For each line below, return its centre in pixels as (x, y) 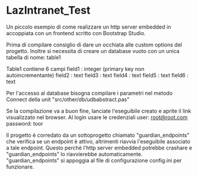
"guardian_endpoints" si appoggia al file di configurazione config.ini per (94, 160)
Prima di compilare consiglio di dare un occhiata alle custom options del (94, 45)
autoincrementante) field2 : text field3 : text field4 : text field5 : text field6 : (98, 75)
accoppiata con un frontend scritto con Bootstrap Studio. (76, 33)
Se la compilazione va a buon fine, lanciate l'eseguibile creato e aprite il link (99, 111)
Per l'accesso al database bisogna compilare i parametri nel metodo (89, 93)
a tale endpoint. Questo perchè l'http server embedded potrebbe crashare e (99, 148)
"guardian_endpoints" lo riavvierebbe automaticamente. (74, 154)
